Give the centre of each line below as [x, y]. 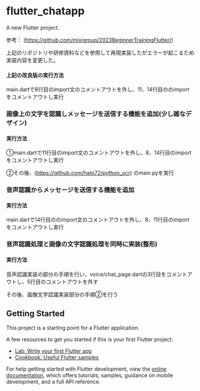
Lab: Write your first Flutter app [53, 351]
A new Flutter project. [33, 28]
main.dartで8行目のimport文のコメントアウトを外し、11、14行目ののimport [98, 90]
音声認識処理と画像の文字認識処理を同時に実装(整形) [82, 244]
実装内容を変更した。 [32, 60]
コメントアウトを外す [72, 281]
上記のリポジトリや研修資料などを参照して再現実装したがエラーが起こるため [100, 53]
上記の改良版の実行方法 [35, 75]
